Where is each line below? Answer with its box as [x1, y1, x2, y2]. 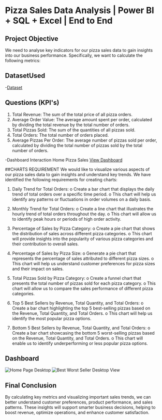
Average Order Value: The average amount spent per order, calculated [12, 116, 152, 122]
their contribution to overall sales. [12, 241, 79, 247]
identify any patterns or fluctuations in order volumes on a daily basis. [12, 196, 151, 202]
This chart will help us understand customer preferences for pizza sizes [12, 260, 155, 266]
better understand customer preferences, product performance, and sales [5, 399, 153, 405]
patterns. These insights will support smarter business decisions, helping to [5, 404, 156, 410]
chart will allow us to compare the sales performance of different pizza [12, 285, 153, 291]
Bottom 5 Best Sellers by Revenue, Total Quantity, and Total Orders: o [12, 325, 151, 331]
